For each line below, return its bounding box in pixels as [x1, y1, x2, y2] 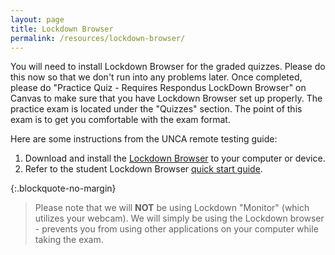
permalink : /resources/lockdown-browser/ [10, 33, 186, 43]
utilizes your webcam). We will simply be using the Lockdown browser [34, 212, 325, 225]
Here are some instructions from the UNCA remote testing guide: [10, 133, 278, 145]
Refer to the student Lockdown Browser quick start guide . [24, 163, 263, 175]
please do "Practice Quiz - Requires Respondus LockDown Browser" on [10, 82, 307, 94]
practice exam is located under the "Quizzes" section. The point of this [10, 103, 303, 115]
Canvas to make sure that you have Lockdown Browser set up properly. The [10, 92, 323, 105]
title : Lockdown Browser [10, 24, 114, 34]
